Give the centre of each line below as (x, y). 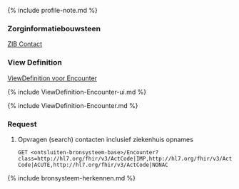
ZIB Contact (25, 44)
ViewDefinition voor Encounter (52, 78)
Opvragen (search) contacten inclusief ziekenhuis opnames (106, 139)
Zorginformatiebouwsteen (54, 28)
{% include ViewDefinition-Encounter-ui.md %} (77, 92)
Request (22, 124)
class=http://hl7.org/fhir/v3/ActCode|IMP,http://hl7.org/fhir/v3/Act (125, 158)
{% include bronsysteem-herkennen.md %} (72, 178)
